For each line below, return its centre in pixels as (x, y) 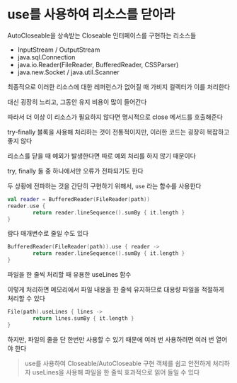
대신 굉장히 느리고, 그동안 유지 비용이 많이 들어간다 (77, 102)
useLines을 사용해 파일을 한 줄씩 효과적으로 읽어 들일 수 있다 (116, 372)
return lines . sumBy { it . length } (83, 318)
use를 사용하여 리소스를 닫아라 (91, 15)
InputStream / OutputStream (59, 50)
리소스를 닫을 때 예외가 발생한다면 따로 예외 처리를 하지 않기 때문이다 (102, 156)
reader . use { (27, 206)
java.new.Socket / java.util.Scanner (68, 72)
